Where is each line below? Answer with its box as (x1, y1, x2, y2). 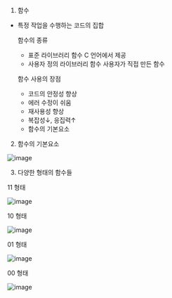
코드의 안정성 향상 (27, 90, 77, 98)
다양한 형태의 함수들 (17, 168, 72, 176)
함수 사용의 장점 (17, 74, 61, 83)
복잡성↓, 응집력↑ (27, 116, 77, 124)
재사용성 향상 (27, 108, 65, 115)
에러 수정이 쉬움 (27, 98, 72, 107)
